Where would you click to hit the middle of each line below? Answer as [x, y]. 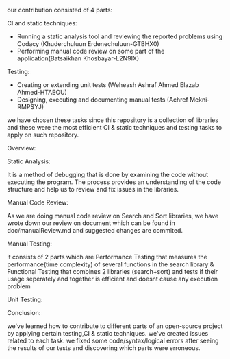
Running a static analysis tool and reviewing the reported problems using [120, 36]
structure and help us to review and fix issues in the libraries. [93, 189]
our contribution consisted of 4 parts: [60, 10]
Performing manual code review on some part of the [91, 51]
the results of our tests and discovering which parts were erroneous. [104, 348]
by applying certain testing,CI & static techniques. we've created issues [108, 333]
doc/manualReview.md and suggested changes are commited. [95, 230]
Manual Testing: [30, 244]
